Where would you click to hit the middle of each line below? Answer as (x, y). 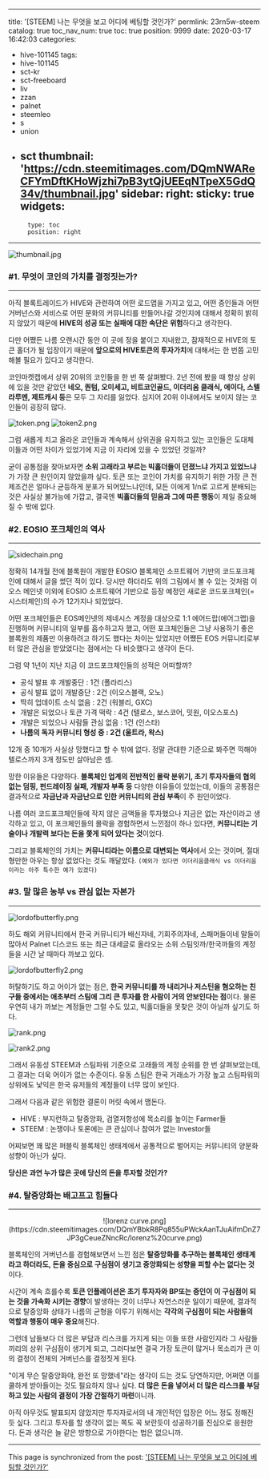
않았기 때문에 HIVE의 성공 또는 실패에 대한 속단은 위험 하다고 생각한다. (124, 323)
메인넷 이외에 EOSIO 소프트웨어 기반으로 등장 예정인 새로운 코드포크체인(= (139, 591)
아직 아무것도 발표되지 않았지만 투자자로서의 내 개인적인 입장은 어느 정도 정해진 (131, 1413)
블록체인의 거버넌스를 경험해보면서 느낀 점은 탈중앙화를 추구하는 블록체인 (121, 1254)
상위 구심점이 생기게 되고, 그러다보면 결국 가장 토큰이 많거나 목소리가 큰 (141, 1348)
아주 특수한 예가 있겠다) (63, 870)
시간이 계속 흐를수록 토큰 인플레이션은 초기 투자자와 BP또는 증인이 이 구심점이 (128, 1291)
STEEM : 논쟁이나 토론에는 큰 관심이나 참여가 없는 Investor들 (115, 1128)
